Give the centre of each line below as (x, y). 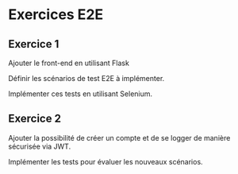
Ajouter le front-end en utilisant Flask (69, 63)
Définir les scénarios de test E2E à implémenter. (86, 78)
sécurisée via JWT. (40, 146)
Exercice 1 (34, 44)
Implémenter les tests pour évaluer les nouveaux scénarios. (106, 161)
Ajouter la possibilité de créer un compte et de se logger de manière (119, 137)
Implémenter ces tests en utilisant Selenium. (81, 94)
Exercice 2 (35, 119)
